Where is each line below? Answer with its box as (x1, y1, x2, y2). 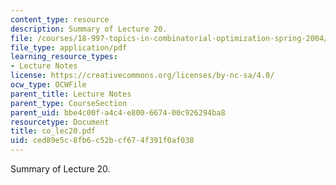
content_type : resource (10, 14, 110, 25)
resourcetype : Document (10, 117, 110, 127)
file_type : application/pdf (10, 42, 128, 53)
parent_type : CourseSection (10, 98, 128, 108)
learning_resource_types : (10, 52, 118, 62)
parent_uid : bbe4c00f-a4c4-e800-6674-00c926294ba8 (10, 107, 226, 118)
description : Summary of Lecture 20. (10, 24, 168, 34)
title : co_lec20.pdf (10, 126, 97, 136)
